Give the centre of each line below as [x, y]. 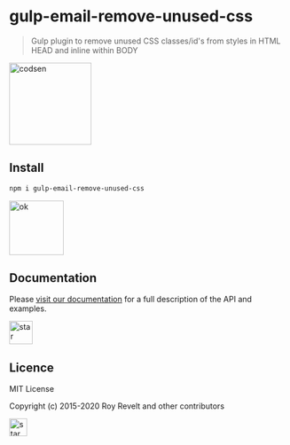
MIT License [32, 389]
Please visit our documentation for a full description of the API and [131, 300]
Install [27, 168]
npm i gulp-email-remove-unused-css [77, 188]
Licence [32, 367]
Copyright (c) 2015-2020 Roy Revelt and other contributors [117, 406]
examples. [28, 308]
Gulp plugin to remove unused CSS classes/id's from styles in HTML [156, 41]
